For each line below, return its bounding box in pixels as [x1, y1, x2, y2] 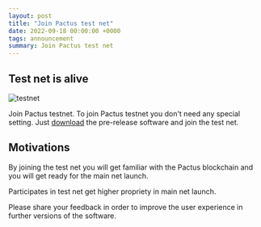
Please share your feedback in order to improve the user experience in [8, 202, 244, 212]
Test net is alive [8, 72, 89, 86]
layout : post [8, 11, 53, 20]
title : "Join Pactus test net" [8, 19, 114, 27]
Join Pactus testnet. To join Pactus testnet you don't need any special [8, 108, 241, 118]
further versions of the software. [8, 211, 117, 221]
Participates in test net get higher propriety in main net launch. [8, 187, 217, 196]
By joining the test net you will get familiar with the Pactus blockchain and [8, 162, 254, 172]
